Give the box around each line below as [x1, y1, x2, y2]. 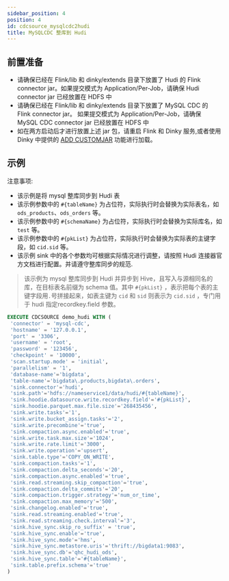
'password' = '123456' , [10, 346, 78, 352]
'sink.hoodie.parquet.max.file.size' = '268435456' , [10, 403, 157, 410]
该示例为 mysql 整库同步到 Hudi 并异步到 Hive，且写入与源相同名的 [23, 274, 213, 283]
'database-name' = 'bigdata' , [10, 371, 90, 378]
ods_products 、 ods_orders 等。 [16, 208, 105, 216]
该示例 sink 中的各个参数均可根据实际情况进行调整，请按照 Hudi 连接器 [16, 251, 217, 259]
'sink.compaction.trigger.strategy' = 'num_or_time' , [10, 492, 161, 499]
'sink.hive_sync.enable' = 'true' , [10, 530, 106, 537]
